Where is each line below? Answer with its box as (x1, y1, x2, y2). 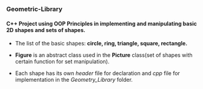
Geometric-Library (6, 5, 62, 13)
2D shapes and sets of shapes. (6, 26, 86, 33)
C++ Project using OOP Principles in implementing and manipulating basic (6, 20, 197, 27)
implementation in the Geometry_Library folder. (15, 76, 133, 84)
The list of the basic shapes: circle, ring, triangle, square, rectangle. (15, 40, 188, 47)
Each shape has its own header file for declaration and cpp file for (15, 70, 181, 77)
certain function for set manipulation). (15, 58, 110, 65)
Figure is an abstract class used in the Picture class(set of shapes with (15, 51, 193, 59)
